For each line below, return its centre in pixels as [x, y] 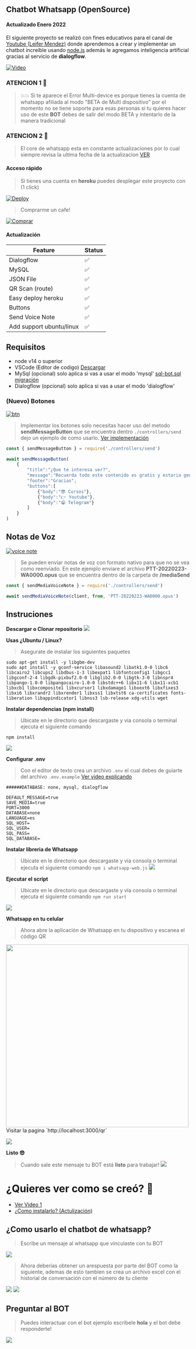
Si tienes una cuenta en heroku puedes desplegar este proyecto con [103, 181]
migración [27, 380]
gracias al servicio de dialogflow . [46, 56]
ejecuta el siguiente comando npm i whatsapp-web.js [84, 868]
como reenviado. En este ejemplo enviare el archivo [82, 568]
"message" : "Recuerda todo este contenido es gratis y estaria [104, 475]
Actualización [23, 234]
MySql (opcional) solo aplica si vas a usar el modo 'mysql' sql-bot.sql [98, 374]
